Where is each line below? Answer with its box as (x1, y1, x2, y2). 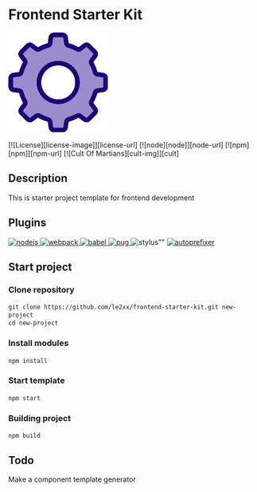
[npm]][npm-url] (8, 148, 62, 158)
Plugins (8, 216, 47, 230)
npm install (8, 356, 48, 364)
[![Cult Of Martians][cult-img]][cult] (63, 148, 180, 158)
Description (8, 171, 68, 185)
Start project (8, 260, 72, 274)
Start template (8, 375, 65, 386)
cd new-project (8, 319, 59, 328)
